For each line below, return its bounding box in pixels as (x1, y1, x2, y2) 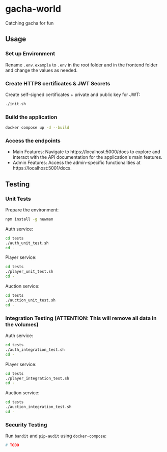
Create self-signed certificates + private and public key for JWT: (5, 91, 141, 98)
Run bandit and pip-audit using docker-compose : (5, 433, 107, 439)
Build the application (5, 113, 58, 121)
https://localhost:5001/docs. (12, 165, 72, 171)
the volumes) (5, 321, 39, 328)
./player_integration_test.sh (5, 376, 70, 381)
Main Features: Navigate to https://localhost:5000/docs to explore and (12, 149, 160, 155)
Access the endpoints (5, 137, 61, 144)
